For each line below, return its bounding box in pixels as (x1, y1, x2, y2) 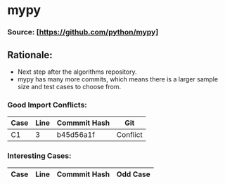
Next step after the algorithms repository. (17, 67, 137, 76)
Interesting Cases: (7, 151, 72, 161)
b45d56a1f (56, 130, 95, 140)
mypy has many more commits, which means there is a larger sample (17, 74, 219, 83)
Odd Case (116, 169, 151, 179)
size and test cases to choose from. (17, 82, 122, 91)
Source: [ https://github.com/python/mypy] (7, 27, 159, 37)
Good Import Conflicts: (7, 100, 88, 110)
